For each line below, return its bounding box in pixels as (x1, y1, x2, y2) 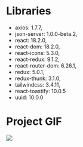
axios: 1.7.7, (14, 24, 43, 31)
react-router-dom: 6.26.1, (14, 62, 76, 69)
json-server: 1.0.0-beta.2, (14, 30, 78, 37)
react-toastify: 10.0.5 (14, 87, 66, 94)
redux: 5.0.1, (14, 68, 45, 75)
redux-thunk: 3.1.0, (14, 75, 61, 82)
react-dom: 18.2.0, (14, 43, 60, 50)
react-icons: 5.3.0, (14, 49, 60, 56)
